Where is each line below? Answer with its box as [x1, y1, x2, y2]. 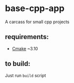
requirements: [5, 33, 49, 41]
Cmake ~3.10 [12, 45, 38, 51]
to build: [5, 60, 30, 68]
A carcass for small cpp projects [5, 19, 70, 25]
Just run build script [5, 72, 46, 78]
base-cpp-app [5, 3, 65, 14]
